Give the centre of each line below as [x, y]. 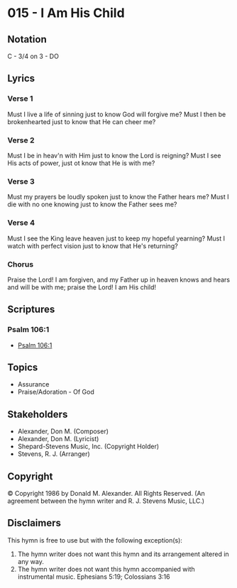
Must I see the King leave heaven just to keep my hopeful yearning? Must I [116, 238]
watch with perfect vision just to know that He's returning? [93, 245]
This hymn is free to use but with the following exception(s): [95, 540]
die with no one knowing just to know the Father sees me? [92, 204]
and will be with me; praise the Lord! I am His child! [82, 287]
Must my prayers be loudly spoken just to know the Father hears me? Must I [118, 197]
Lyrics [21, 78]
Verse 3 [21, 181]
